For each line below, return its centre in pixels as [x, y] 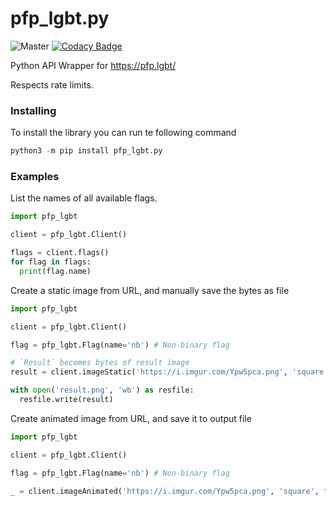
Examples [35, 177]
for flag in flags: [51, 262]
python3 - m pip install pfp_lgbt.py [86, 151]
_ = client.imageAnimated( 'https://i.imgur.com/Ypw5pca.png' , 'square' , [165, 491]
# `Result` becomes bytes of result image [100, 363]
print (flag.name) [55, 271]
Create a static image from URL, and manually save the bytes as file [150, 290]
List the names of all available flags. [84, 198]
